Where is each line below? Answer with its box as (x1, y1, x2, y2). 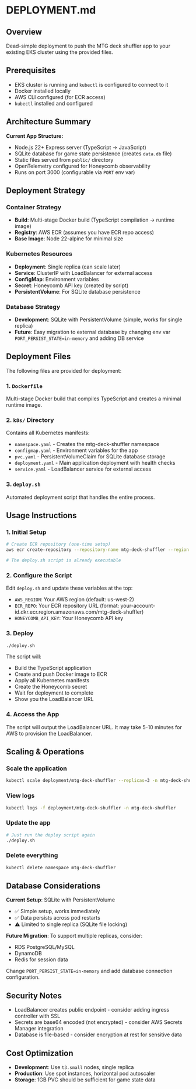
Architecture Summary (6, 117, 92, 127)
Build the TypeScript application (14, 665, 92, 672)
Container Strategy (6, 203, 62, 211)
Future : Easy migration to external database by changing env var (14, 328, 171, 335)
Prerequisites (6, 66, 56, 76)
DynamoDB (14, 950, 42, 957)
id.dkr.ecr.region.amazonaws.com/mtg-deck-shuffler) (14, 608, 144, 615)
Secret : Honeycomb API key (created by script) (14, 282, 129, 289)
